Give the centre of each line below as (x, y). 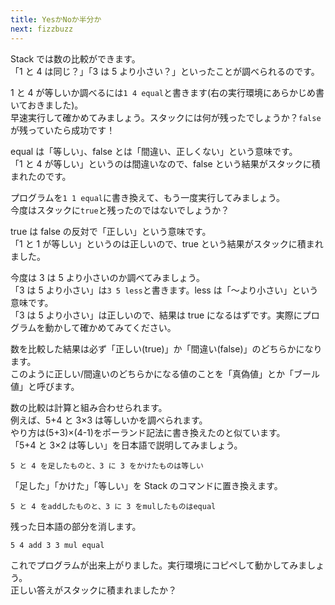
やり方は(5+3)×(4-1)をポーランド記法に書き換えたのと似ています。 (148, 432)
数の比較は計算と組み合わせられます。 (89, 407)
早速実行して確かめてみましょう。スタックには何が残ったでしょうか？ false (166, 117)
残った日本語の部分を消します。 (76, 526)
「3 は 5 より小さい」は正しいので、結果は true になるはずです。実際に (156, 315)
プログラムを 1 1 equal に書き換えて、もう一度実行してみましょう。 (147, 197)
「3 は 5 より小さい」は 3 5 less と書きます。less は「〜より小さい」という (164, 290)
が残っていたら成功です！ (63, 130)
